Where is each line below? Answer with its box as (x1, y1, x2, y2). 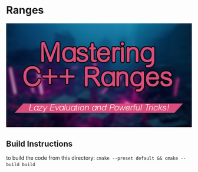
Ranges (6, 4, 44, 17)
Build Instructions (6, 139, 73, 149)
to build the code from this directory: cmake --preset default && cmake (6, 154, 179, 161)
